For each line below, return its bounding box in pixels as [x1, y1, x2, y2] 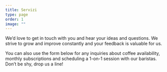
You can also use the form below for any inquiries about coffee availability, [5, 50, 160, 56]
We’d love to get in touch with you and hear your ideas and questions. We [5, 35, 158, 41]
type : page [5, 12, 28, 17]
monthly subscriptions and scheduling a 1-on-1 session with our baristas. [5, 56, 157, 62]
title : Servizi [5, 7, 37, 13]
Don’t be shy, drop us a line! [5, 61, 64, 67]
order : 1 [5, 17, 24, 22]
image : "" [5, 21, 26, 27]
